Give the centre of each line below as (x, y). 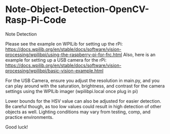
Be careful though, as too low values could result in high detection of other (83, 106)
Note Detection (21, 34)
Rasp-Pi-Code (36, 20)
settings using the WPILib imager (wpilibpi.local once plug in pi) (72, 91)
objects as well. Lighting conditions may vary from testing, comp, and (78, 112)
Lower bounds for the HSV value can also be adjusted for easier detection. (83, 101)
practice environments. (29, 117)
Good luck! (17, 127)
